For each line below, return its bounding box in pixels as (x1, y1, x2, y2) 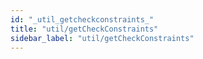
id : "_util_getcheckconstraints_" (10, 14, 155, 25)
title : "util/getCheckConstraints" (10, 24, 159, 34)
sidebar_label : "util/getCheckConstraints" (10, 33, 195, 43)
